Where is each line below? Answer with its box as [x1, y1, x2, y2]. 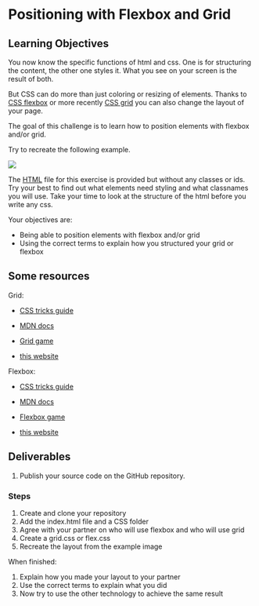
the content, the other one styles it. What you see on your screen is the [8, 66, 237, 75]
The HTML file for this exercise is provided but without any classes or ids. [8, 175, 246, 184]
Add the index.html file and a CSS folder [19, 517, 149, 526]
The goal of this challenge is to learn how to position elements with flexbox [8, 122, 250, 130]
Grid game [19, 336, 54, 345]
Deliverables [8, 450, 71, 464]
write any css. [8, 200, 53, 209]
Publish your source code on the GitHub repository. [19, 471, 185, 480]
